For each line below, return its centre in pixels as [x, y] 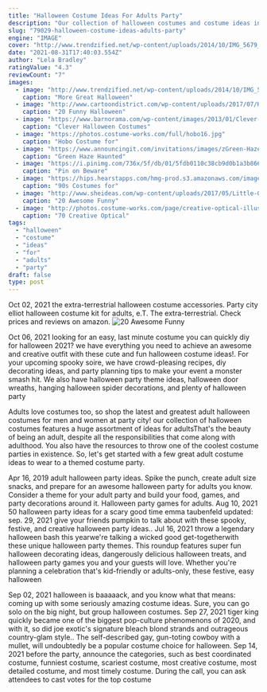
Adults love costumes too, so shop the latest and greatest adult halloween [129, 412]
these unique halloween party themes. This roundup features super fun [125, 545]
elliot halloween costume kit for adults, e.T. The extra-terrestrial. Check [125, 313]
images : [21, 82]
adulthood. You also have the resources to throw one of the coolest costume [133, 446]
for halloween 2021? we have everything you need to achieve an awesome [130, 346]
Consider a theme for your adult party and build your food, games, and [124, 495]
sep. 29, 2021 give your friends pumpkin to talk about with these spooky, [127, 520]
